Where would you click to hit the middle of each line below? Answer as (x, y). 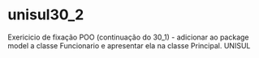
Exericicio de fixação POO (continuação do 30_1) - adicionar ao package (128, 37)
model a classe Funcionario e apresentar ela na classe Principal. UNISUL (129, 45)
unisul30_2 (46, 15)
